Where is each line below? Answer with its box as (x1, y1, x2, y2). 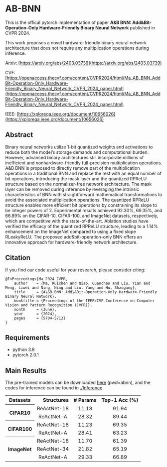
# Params (73, 397, 97, 404)
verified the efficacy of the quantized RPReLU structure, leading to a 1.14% (5, 223, 158, 229)
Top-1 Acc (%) (101, 397, 139, 404)
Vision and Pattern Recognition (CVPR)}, (5, 302, 93, 308)
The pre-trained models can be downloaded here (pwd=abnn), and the (5, 379, 151, 386)
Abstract (5, 130, 33, 139)
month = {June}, (14, 307, 57, 312)
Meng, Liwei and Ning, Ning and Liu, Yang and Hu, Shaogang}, (5, 285, 137, 290)
